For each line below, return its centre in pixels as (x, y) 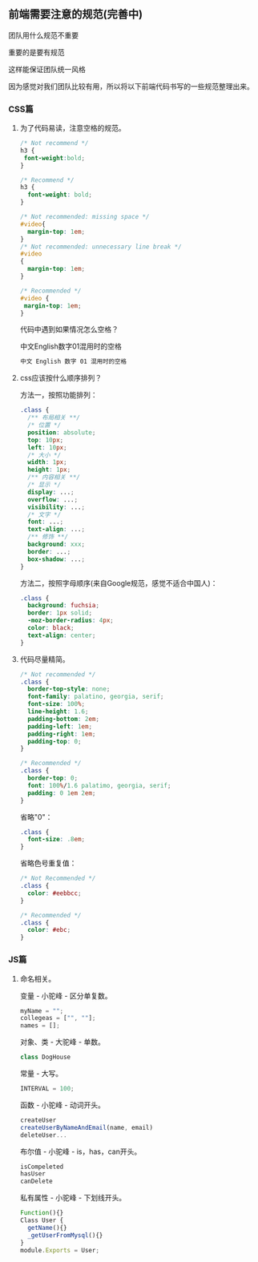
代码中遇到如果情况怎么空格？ (69, 329)
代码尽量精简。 (44, 659)
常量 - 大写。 (41, 1074)
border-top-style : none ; (69, 689)
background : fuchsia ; (64, 606)
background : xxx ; (56, 544)
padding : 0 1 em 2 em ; (62, 793)
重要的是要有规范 (36, 52)
